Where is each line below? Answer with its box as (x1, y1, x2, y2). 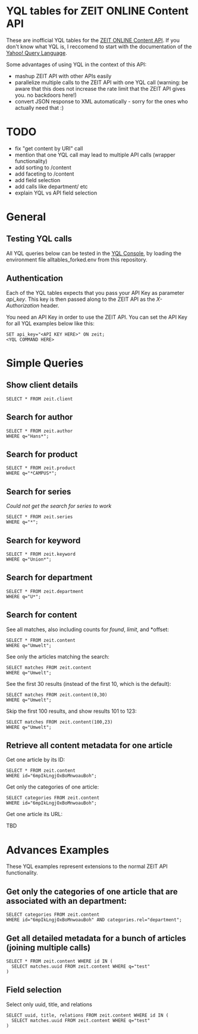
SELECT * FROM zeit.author (6, 428, 73, 434)
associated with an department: (6, 895, 127, 906)
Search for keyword (6, 536, 81, 546)
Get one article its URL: (6, 811, 63, 818)
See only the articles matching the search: (6, 653, 110, 660)
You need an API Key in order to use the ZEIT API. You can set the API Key (6, 313, 187, 321)
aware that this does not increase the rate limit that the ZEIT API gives (14, 85, 186, 92)
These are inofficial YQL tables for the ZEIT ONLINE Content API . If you (6, 36, 180, 44)
